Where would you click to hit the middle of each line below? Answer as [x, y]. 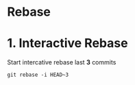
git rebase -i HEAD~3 [38, 75]
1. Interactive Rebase [67, 44]
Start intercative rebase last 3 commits [62, 62]
